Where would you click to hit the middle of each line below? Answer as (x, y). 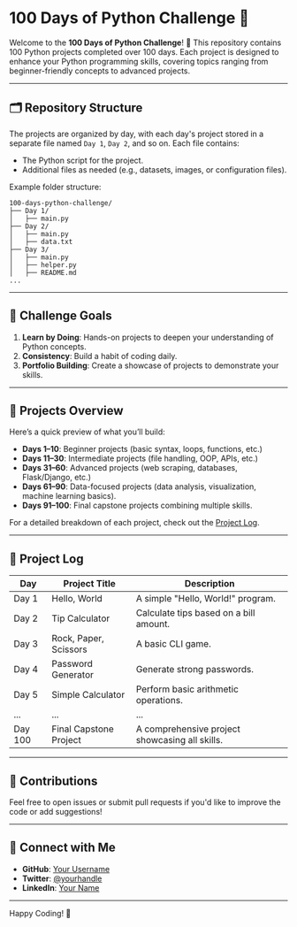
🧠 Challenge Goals (61, 316)
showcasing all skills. (179, 740)
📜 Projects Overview (66, 410)
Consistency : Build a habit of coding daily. (99, 356)
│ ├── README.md (43, 272)
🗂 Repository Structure (76, 108)
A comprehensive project (188, 729)
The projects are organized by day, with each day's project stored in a (137, 134)
